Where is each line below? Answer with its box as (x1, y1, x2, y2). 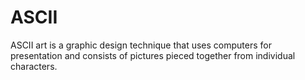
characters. (10, 60, 58, 72)
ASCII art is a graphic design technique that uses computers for (10, 39, 272, 51)
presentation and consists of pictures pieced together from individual (10, 49, 296, 61)
